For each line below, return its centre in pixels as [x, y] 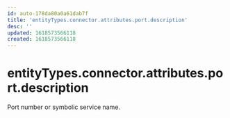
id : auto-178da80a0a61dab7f [48, 13]
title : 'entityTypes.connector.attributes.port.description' [98, 20]
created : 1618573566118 [42, 39]
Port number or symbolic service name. [64, 107]
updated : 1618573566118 [42, 33]
